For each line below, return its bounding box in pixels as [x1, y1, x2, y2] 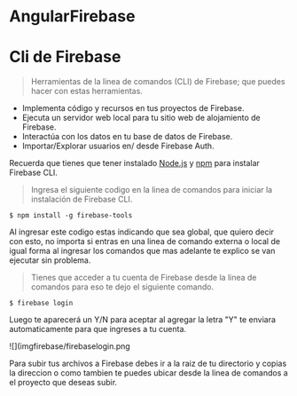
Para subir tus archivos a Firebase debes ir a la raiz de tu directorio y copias [9, 358, 287, 369]
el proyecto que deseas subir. [9, 377, 118, 388]
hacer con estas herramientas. [30, 86, 144, 97]
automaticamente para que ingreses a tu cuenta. [9, 324, 187, 335]
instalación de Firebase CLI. [30, 194, 133, 205]
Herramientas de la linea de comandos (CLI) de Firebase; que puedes [30, 76, 285, 87]
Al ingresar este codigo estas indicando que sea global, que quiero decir [9, 226, 275, 237]
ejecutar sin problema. [9, 255, 91, 265]
